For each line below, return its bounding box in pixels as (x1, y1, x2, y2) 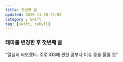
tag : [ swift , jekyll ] (5, 21, 51, 27)
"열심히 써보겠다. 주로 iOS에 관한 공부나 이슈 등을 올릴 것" (5, 51, 118, 57)
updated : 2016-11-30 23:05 (5, 12, 62, 17)
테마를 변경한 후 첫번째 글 (5, 39, 63, 46)
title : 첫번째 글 (5, 7, 38, 13)
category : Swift (5, 17, 42, 22)
